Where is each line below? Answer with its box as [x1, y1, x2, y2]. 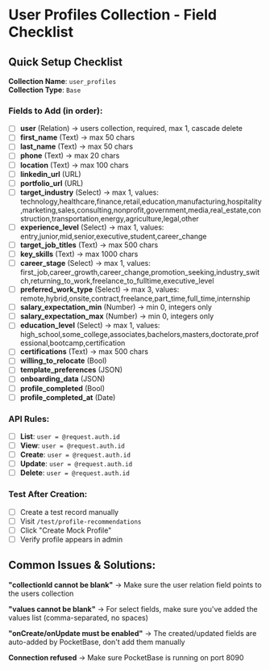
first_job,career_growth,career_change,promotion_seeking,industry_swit [19, 268, 260, 277]
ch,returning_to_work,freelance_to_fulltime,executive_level [19, 276, 214, 286]
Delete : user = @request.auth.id [19, 468, 131, 478]
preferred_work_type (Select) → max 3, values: [19, 284, 180, 294]
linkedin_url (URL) [19, 169, 82, 179]
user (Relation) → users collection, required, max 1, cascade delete [19, 124, 243, 133]
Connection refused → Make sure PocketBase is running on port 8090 [8, 652, 244, 662]
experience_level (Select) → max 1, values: [19, 222, 164, 232]
